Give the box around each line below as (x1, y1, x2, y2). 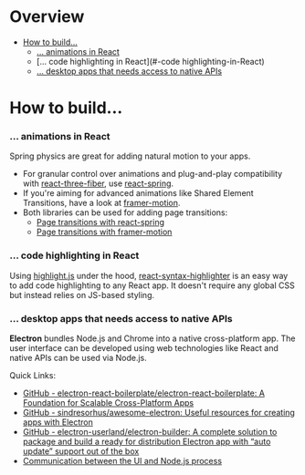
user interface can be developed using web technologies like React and (9, 343, 279, 354)
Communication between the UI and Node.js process (22, 456, 222, 467)
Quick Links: (9, 370, 57, 381)
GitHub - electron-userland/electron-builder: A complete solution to (22, 427, 278, 438)
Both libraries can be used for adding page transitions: (22, 207, 228, 218)
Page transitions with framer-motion (36, 226, 173, 238)
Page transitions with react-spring (36, 217, 165, 228)
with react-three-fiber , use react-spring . (22, 178, 174, 189)
